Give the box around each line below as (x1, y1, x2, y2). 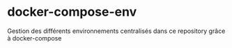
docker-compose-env (7, 4, 137, 20)
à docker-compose (7, 34, 62, 42)
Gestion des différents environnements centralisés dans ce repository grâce (7, 27, 226, 35)
